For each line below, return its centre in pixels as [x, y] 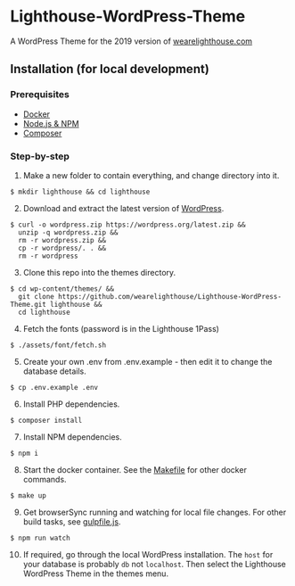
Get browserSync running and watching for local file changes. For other [155, 512]
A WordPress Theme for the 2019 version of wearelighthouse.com [131, 41]
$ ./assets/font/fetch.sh [58, 345]
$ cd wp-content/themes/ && [62, 289]
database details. [55, 371]
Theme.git [29, 304]
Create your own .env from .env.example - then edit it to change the [147, 361]
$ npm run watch [40, 538]
